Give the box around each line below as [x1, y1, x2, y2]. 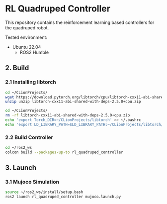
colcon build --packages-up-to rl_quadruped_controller [5, 150, 123, 155]
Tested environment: [5, 34, 48, 40]
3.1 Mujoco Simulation [5, 179, 60, 186]
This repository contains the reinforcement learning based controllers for [5, 19, 155, 25]
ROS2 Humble [19, 49, 49, 55]
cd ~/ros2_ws [5, 145, 32, 150]
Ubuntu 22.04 [12, 44, 41, 50]
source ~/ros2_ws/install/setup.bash [5, 190, 83, 195]
